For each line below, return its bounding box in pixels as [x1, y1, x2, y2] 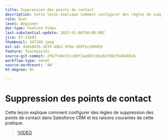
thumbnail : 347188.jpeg [5, 40, 54, 45]
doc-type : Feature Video [5, 26, 56, 31]
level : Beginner [5, 21, 39, 26]
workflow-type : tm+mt [5, 58, 50, 63]
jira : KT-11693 [5, 35, 37, 40]
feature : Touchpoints [5, 49, 50, 54]
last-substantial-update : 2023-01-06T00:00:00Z [5, 30, 105, 35]
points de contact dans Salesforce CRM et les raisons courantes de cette [5, 115, 154, 121]
